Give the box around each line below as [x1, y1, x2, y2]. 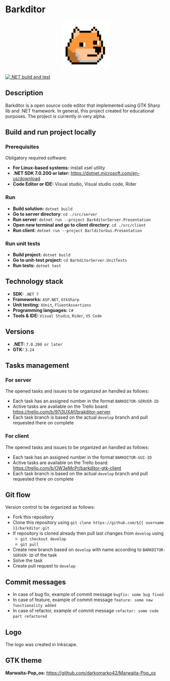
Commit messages [5, 578, 66, 586]
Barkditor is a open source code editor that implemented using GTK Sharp [5, 102, 160, 108]
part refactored [12, 614, 47, 619]
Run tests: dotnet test [12, 262, 62, 269]
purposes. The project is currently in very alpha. [5, 113, 106, 119]
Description [5, 88, 43, 98]
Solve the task [12, 557, 43, 563]
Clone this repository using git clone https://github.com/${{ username [12, 519, 164, 526]
